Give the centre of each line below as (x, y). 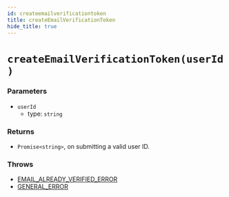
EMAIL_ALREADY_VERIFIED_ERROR (67, 179)
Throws (20, 165)
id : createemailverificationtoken (57, 13)
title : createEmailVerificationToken (61, 20)
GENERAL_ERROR (43, 187)
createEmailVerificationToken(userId (116, 59)
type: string (45, 114)
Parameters (27, 92)
